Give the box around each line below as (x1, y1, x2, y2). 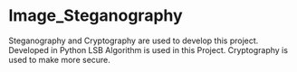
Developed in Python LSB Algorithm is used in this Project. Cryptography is (8, 44, 289, 55)
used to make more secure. (8, 54, 110, 65)
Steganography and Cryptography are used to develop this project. (8, 35, 259, 46)
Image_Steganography (8, 5, 183, 26)
